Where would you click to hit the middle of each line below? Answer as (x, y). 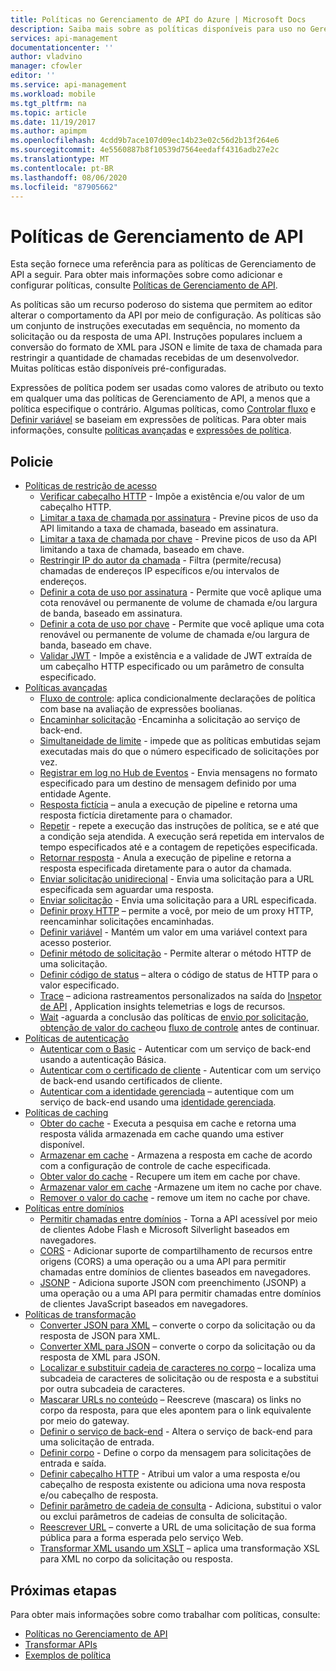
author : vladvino (46, 57)
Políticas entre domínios (74, 1208)
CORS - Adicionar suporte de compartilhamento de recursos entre (176, 1251)
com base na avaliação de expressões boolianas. (141, 709)
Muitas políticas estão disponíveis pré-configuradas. (118, 368)
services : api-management (64, 38)
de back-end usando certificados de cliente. (131, 1081)
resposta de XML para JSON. (100, 1357)
